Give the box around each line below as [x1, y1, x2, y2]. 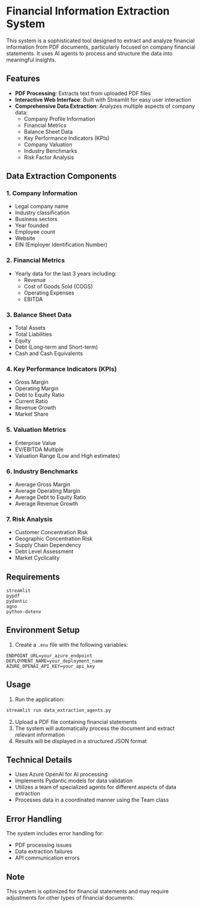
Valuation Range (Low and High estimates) [14, 452, 121, 459]
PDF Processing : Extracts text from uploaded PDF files [14, 89, 151, 97]
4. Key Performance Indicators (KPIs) [6, 364, 117, 373]
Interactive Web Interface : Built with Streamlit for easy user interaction [14, 96, 191, 103]
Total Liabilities [14, 331, 52, 338]
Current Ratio [14, 397, 48, 405]
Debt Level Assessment [14, 548, 74, 555]
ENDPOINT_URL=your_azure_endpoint [6, 652, 93, 659]
